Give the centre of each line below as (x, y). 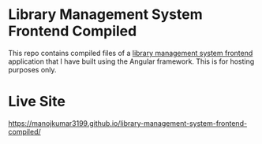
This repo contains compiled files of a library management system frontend (131, 53)
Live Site (37, 102)
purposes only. (32, 69)
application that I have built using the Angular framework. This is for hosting (131, 61)
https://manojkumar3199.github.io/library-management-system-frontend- (127, 123)
